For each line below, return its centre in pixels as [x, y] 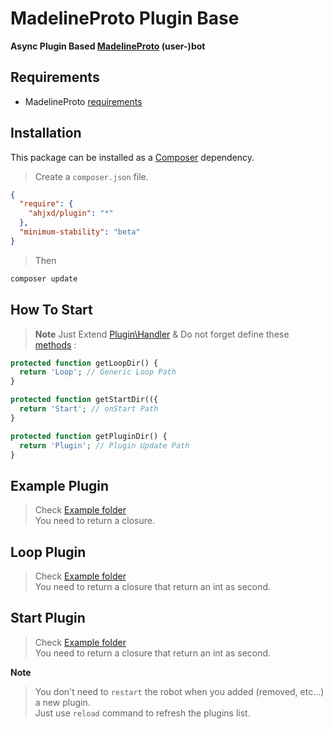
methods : [55, 344]
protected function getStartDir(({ [84, 400]
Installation [46, 133]
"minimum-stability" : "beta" [80, 232]
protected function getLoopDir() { [84, 363]
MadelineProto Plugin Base [125, 18]
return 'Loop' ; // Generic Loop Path [98, 372]
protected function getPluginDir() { [89, 436]
